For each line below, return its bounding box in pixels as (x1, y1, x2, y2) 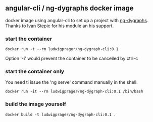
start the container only (5, 68, 65, 75)
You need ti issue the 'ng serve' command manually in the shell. (5, 79, 138, 85)
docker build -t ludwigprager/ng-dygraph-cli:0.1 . (5, 112, 116, 117)
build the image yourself (5, 100, 67, 107)
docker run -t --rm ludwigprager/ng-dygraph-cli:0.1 (5, 47, 119, 52)
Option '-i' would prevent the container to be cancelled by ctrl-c (5, 55, 138, 62)
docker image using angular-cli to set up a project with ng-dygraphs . (5, 17, 148, 23)
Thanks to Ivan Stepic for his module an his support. (5, 23, 114, 29)
